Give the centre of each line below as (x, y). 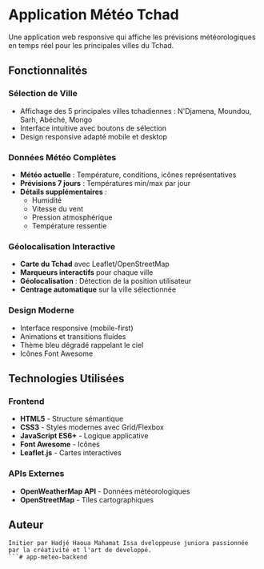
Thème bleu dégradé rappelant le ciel (82, 345)
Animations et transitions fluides (73, 336)
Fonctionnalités (48, 71)
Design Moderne (41, 310)
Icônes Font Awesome (56, 353)
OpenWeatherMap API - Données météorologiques (105, 491)
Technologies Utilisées (66, 378)
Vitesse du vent (58, 208)
